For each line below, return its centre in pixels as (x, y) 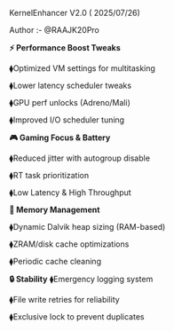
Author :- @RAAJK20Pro (55, 30)
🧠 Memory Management (55, 209)
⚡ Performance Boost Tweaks (65, 47)
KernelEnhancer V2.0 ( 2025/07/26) (75, 13)
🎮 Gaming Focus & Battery (60, 138)
